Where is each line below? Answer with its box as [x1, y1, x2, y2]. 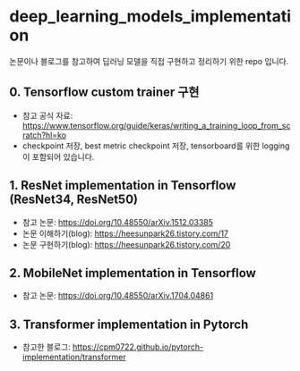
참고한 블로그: [21, 341, 72, 352]
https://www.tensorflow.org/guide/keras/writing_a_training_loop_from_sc [21, 120, 291, 131]
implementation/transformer [21, 351, 127, 363]
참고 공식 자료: [21, 110, 73, 121]
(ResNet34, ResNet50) [9, 192, 139, 207]
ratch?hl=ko [21, 130, 67, 140]
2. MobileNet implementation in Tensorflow [9, 266, 257, 281]
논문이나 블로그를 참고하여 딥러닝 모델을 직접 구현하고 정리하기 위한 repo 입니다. [9, 55, 289, 66]
